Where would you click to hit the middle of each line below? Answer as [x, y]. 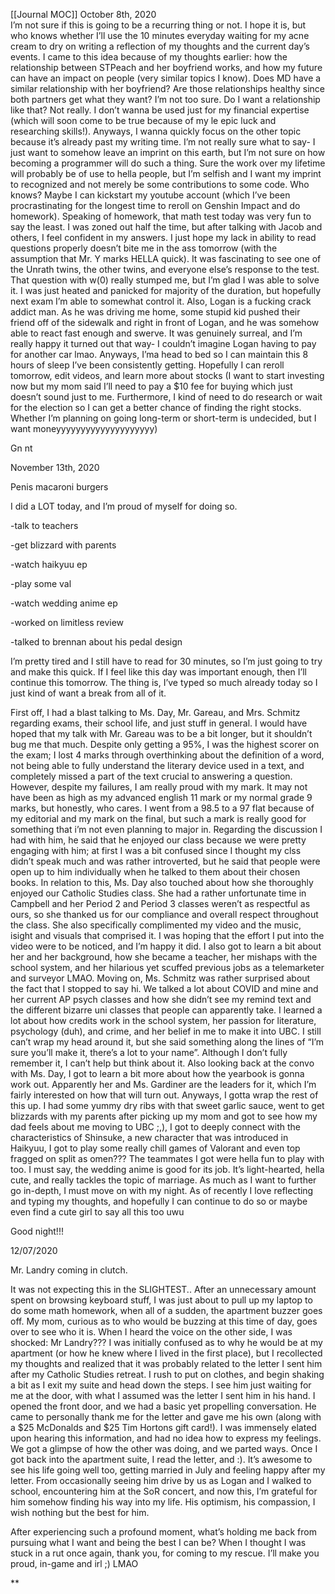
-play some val [41, 583]
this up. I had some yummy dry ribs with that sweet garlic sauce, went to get [167, 1105]
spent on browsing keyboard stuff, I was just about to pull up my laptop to [161, 1300]
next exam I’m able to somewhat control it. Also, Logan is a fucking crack [161, 301]
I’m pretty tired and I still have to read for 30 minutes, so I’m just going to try [166, 661]
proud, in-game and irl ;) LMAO [74, 1563]
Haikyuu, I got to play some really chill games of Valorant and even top [155, 1148]
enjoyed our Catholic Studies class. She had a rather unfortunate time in [158, 893]
